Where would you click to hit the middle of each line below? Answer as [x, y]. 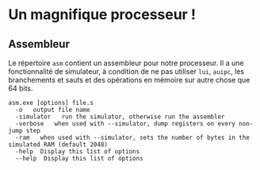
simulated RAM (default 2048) [58, 145]
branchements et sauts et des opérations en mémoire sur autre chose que [129, 80]
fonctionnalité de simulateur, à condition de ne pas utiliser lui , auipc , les [126, 71]
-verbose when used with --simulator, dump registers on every [126, 124]
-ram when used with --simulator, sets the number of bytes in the [132, 137]
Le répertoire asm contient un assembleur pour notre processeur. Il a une [126, 63]
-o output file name [53, 110]
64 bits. [21, 88]
